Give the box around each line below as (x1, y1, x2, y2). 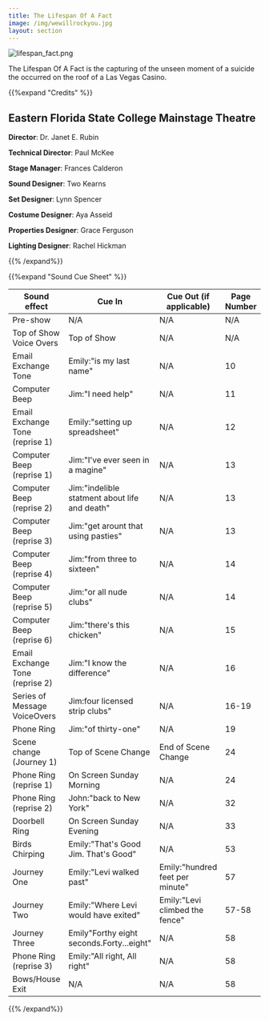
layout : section (8, 26, 62, 34)
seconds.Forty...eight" (67, 938, 152, 949)
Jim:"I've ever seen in (67, 454, 150, 466)
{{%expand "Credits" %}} (8, 88, 94, 98)
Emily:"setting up (67, 417, 133, 428)
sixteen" (67, 563, 100, 575)
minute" (159, 882, 190, 893)
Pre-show (12, 314, 50, 326)
